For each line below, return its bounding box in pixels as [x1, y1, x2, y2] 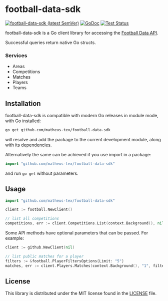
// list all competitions [5, 216, 59, 221]
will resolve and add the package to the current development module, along [5, 136, 161, 142]
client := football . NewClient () [5, 207, 72, 212]
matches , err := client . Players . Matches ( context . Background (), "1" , [5, 263, 151, 268]
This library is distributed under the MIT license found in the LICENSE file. [5, 290, 156, 296]
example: [5, 235, 24, 241]
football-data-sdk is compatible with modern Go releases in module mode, [5, 113, 159, 119]
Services [5, 52, 27, 59]
